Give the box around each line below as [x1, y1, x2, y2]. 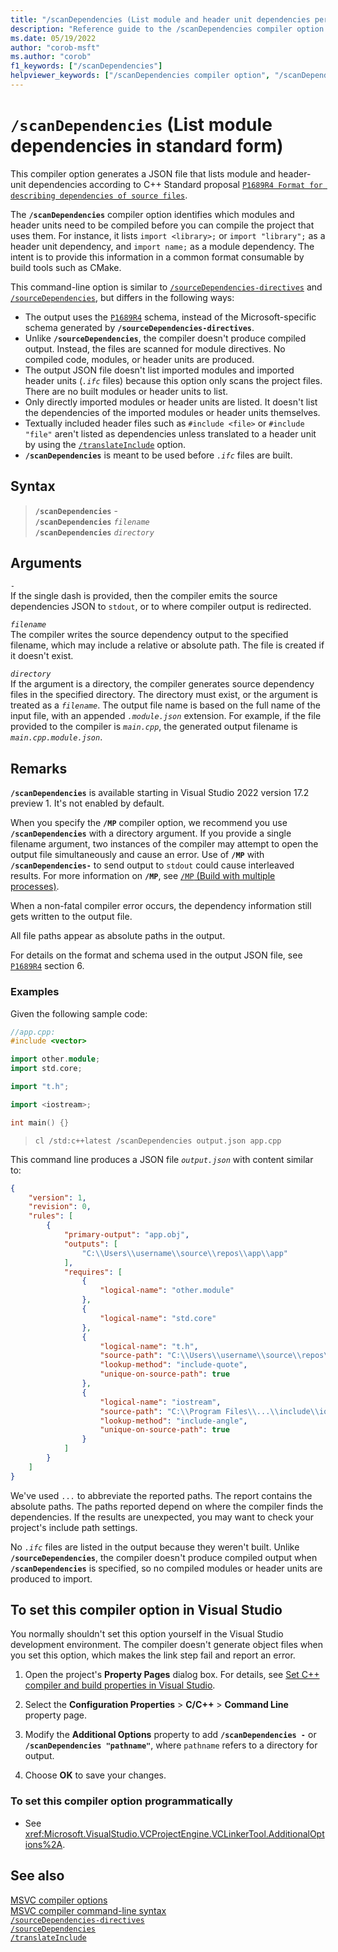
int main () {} [10, 1117, 70, 1128]
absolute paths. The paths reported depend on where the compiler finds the [10, 1500, 324, 1512]
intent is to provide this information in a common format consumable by [10, 251, 305, 263]
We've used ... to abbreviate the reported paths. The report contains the [10, 1489, 313, 1501]
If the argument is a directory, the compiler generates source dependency [10, 678, 315, 690]
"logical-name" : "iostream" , [99, 1397, 222, 1407]
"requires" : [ [63, 1267, 123, 1277]
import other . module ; [10, 1054, 101, 1065]
